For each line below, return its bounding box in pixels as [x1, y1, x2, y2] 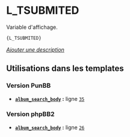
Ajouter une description [6, 46, 65, 53]
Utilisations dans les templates [6, 64, 125, 74]
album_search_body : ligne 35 [14, 95, 85, 102]
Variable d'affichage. [6, 23, 58, 31]
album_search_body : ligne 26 [14, 124, 85, 131]
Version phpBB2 [6, 110, 55, 118]
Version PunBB [6, 82, 51, 90]
